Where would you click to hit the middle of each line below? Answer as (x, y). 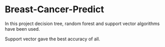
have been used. (23, 29)
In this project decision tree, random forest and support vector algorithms (82, 24)
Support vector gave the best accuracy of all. (53, 39)
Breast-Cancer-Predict (55, 9)
